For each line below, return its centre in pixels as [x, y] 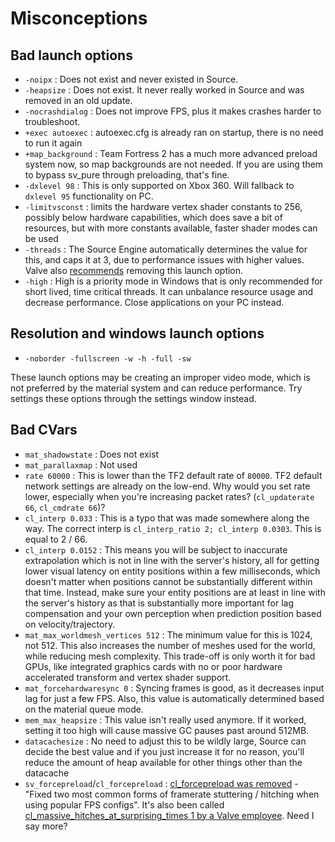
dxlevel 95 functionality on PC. [89, 196]
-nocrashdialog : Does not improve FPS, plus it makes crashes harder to [173, 111]
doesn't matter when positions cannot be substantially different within [168, 581]
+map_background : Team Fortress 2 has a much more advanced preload [171, 153]
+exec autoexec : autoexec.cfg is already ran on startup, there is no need [174, 132]
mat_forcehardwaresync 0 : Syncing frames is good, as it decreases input [174, 688]
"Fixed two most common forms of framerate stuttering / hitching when [172, 794]
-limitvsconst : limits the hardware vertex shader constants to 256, [163, 206]
